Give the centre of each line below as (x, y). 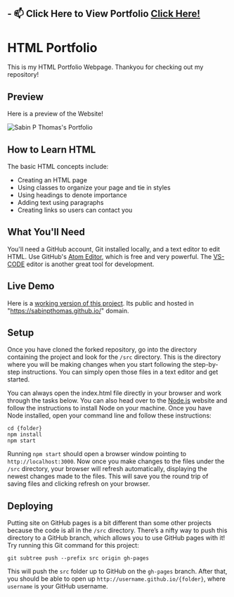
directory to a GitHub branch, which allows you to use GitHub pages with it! (116, 538)
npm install (25, 435)
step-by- (206, 365)
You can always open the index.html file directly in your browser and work (114, 393)
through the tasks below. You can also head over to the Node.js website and (117, 401)
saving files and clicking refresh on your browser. (79, 484)
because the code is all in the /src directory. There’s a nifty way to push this (117, 530)
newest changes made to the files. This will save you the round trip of (108, 477)
